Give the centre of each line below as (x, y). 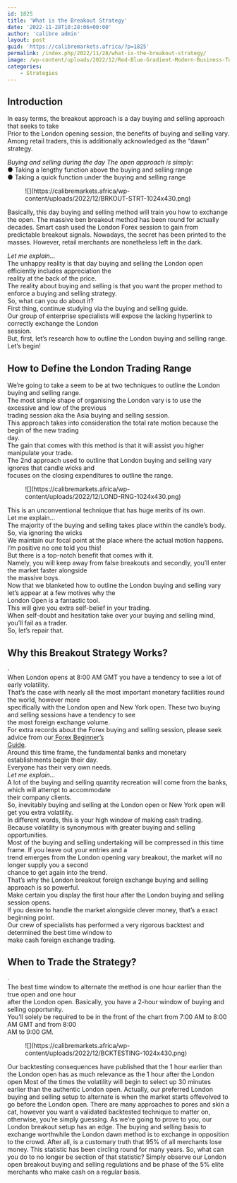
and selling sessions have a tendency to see (72, 714)
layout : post (26, 40)
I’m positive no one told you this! (54, 548)
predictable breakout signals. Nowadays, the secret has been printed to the (117, 235)
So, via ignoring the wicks (45, 533)
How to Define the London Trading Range (99, 368)
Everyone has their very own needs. (60, 767)
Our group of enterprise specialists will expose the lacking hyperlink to (110, 316)
